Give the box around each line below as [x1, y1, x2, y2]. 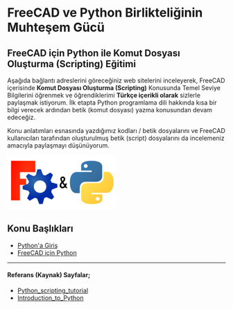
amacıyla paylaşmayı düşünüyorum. [7, 141, 110, 150]
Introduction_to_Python [17, 294, 84, 302]
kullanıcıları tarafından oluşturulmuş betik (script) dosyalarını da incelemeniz [7, 134, 225, 142]
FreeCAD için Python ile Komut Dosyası [7, 47, 180, 59]
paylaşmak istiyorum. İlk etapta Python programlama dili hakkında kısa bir [7, 98, 217, 107]
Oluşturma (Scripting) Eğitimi [7, 58, 137, 70]
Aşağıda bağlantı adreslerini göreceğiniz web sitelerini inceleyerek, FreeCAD [7, 76, 225, 85]
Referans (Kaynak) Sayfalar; [7, 271, 91, 279]
